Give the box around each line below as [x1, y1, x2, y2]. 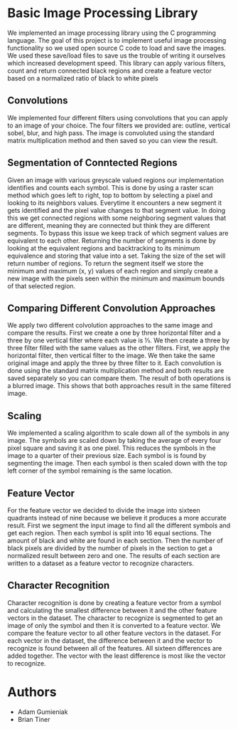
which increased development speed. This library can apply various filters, [7, 58, 226, 67]
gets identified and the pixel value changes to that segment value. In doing [7, 206, 226, 214]
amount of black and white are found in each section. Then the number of [7, 536, 224, 545]
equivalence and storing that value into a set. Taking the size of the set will [7, 251, 226, 260]
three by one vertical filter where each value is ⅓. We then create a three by [7, 336, 229, 345]
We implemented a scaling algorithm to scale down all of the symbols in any [7, 429, 229, 437]
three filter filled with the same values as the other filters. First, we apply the [7, 344, 230, 352]
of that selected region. [7, 281, 76, 290]
